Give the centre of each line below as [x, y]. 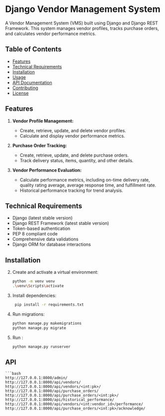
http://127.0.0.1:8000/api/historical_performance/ [60, 400]
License [20, 93]
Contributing [25, 88]
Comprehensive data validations [45, 239]
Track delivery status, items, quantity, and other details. [77, 160]
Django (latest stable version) [42, 218]
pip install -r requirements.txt [49, 305]
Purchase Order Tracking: [40, 145]
